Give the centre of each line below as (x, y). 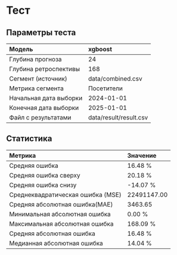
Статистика (29, 139)
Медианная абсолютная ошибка (56, 243)
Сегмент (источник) (38, 79)
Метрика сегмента (36, 88)
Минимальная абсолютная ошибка (60, 214)
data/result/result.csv (118, 117)
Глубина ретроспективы (45, 69)
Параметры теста (41, 33)
